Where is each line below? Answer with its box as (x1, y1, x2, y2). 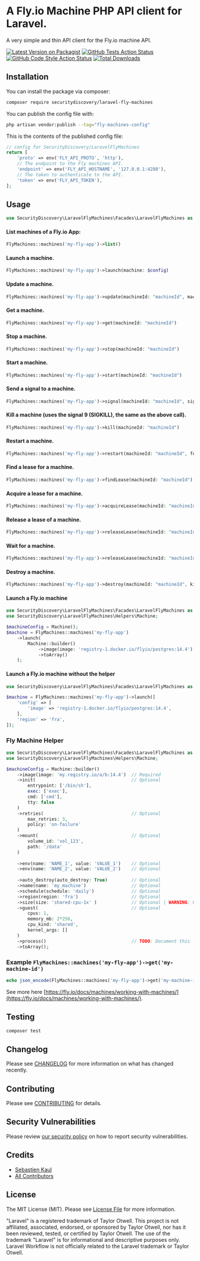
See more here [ (6, 988, 46, 995)
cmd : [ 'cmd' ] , (27, 794, 62, 800)
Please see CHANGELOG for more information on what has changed (6, 1060, 174, 1067)
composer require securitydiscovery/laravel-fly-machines (6, 99, 153, 105)
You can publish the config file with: (6, 110, 94, 117)
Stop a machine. (6, 333, 48, 340)
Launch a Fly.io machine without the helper (6, 670, 115, 677)
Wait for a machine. (6, 542, 55, 549)
